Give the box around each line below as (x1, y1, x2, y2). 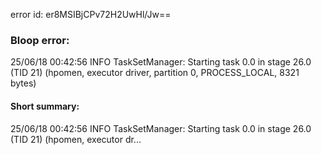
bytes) (10, 77, 37, 89)
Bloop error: (10, 33, 70, 47)
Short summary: (10, 100, 80, 112)
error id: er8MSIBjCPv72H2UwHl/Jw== (10, 9, 172, 20)
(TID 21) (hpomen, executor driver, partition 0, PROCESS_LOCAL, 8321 (10, 67, 300, 79)
